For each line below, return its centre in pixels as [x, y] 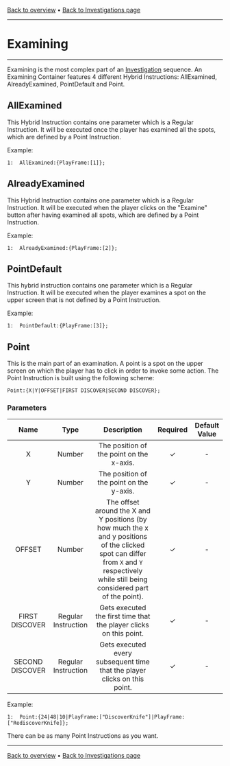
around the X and [123, 511]
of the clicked [123, 545]
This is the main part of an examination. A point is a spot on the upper [105, 364]
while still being [123, 579]
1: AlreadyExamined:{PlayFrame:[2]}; [62, 248]
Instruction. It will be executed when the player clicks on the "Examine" [107, 207]
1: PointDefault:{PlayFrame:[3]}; [58, 326]
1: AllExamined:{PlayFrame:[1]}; [56, 163]
